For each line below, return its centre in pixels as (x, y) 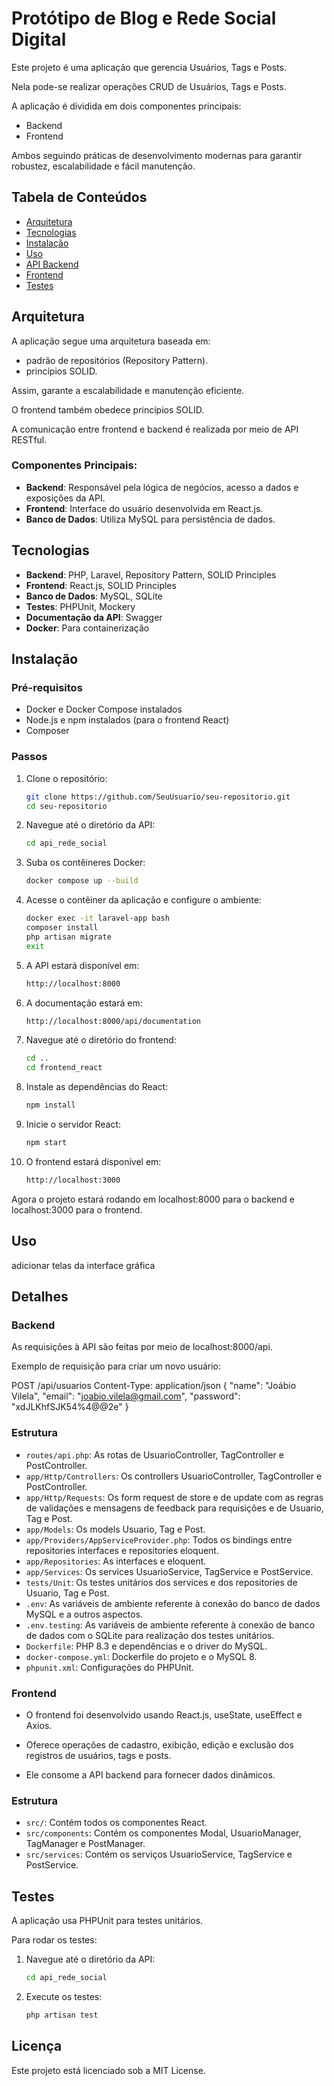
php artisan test (62, 2015)
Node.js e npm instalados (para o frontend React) (127, 720)
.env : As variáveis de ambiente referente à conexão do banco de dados (173, 1603)
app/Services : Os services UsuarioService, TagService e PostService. (169, 1571)
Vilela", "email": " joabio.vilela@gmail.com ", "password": (126, 1396)
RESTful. (29, 439)
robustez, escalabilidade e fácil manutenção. (103, 166)
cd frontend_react (64, 1068)
